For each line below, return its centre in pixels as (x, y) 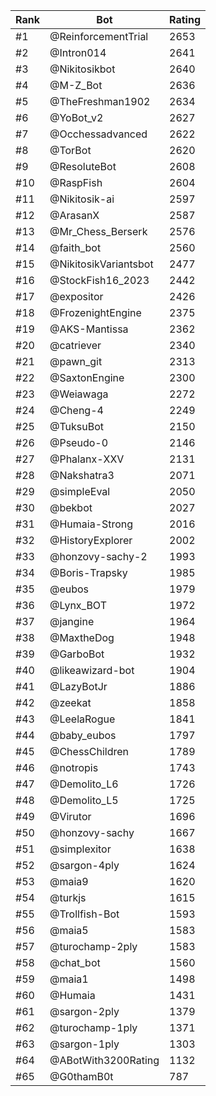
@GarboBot (77, 654)
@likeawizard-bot (92, 670)
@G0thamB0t (81, 1076)
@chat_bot (75, 962)
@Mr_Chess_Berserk (98, 231)
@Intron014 (78, 52)
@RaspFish (76, 182)
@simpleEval (80, 491)
